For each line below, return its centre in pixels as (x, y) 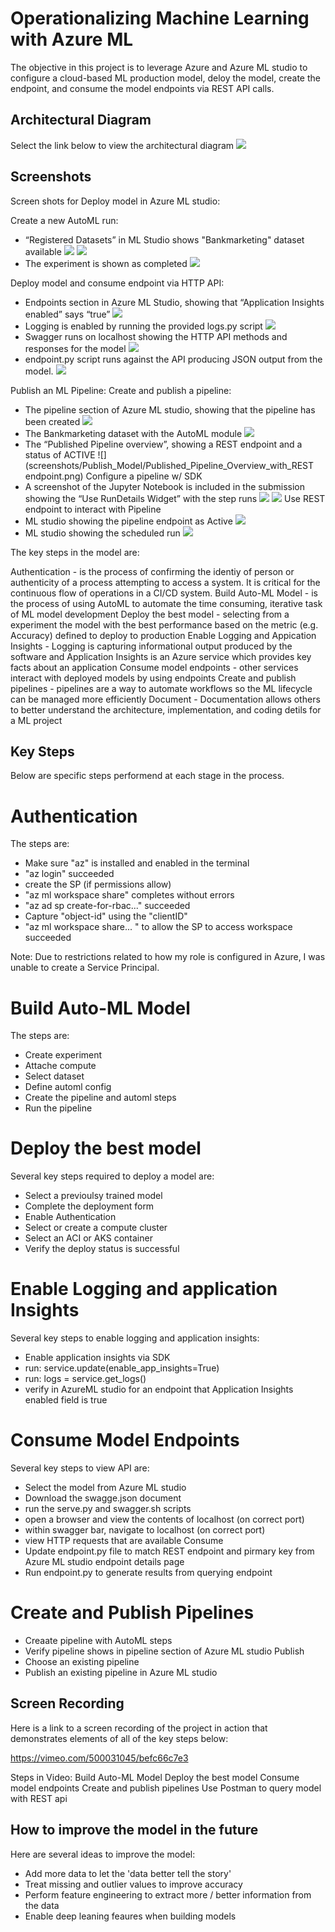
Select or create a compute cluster (96, 1228)
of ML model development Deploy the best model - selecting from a (150, 614)
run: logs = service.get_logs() (85, 1379)
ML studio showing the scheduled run (102, 533)
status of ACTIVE (60, 454)
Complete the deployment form (89, 1206)
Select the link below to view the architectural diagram (122, 145)
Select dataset (54, 1076)
